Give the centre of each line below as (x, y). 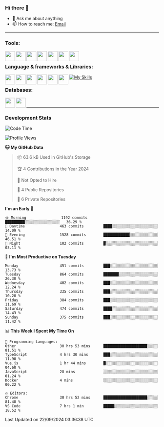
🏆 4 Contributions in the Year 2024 (53, 169)
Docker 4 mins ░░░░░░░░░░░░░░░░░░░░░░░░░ (82, 380)
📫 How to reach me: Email (39, 24)
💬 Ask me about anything (37, 19)
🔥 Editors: (16, 393)
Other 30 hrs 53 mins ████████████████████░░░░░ (82, 346)
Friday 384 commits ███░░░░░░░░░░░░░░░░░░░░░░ (82, 300)
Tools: (13, 43)
